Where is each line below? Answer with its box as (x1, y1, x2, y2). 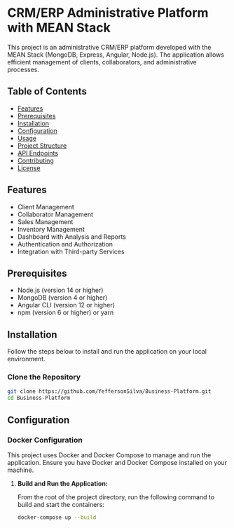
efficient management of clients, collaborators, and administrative (7, 57, 198, 66)
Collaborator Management (17, 210, 93, 218)
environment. (7, 355, 46, 363)
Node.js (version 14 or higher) (17, 286, 104, 295)
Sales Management (17, 217, 74, 225)
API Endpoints (17, 148, 58, 157)
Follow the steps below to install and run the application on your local (7, 347, 207, 356)
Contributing (17, 156, 54, 165)
